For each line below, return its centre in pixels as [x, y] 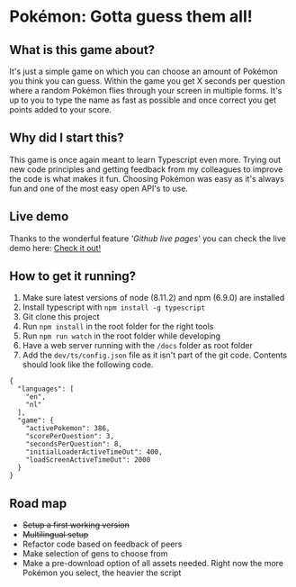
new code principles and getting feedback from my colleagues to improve [146, 169]
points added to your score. [61, 109]
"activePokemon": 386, [68, 429]
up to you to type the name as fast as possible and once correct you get [143, 100]
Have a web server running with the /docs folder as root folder [138, 346]
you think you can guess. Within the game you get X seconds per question [147, 81]
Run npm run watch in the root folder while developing [121, 336]
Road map [38, 503]
